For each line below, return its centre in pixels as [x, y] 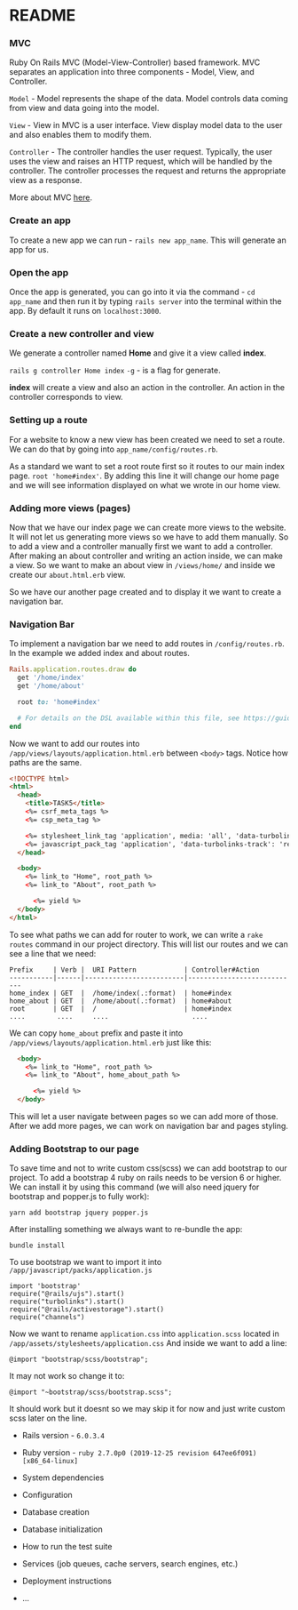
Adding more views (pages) [70, 508]
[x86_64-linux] [50, 1462]
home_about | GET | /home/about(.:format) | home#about [121, 1001]
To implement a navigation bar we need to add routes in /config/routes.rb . [147, 644]
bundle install [37, 1246]
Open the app [39, 272]
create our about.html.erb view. [67, 574]
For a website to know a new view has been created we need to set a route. [147, 439]
